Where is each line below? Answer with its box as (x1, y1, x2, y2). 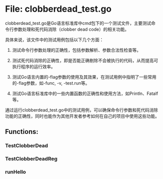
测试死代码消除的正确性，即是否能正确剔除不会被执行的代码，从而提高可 (12, 57, 158, 63)
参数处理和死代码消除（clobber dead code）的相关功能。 (13, 26, 129, 32)
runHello (5, 169, 26, 176)
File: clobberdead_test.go (5, 3, 112, 15)
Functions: (5, 128, 39, 136)
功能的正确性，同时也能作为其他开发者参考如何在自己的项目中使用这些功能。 (5, 113, 160, 119)
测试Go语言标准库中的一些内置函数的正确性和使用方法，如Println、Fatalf (12, 90, 158, 96)
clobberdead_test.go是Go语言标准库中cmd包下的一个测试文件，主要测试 (5, 20, 152, 26)
